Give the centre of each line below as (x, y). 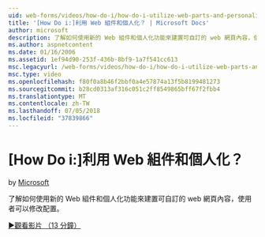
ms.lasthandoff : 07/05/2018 (54, 111)
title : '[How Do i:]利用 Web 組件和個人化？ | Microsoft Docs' (109, 23)
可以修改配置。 (39, 208)
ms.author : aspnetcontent (50, 45)
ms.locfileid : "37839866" (50, 118)
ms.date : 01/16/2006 (42, 52)
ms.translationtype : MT (47, 96)
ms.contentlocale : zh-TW (49, 103)
